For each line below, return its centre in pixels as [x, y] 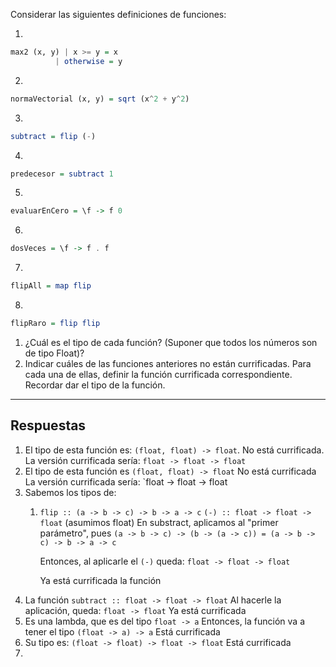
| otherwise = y [88, 61]
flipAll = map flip [51, 286]
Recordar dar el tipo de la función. [95, 385]
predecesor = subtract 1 [62, 174]
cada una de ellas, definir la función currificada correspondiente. [158, 374]
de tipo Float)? [54, 353]
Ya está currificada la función [100, 580]
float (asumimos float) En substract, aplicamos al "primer [159, 522]
